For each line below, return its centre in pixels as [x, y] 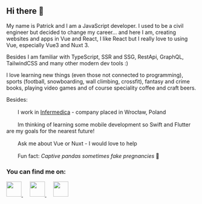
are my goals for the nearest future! [50, 131]
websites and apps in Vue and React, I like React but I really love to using [97, 38]
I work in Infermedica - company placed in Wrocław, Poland [92, 112]
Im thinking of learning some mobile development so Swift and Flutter [104, 124]
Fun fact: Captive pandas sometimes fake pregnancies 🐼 [89, 156]
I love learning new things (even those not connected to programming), [95, 75]
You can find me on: [36, 171]
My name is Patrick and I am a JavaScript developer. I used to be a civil [95, 25]
